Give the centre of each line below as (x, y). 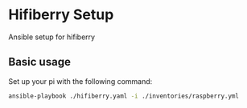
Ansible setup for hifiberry (51, 37)
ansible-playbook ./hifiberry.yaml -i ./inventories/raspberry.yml (124, 96)
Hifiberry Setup (61, 15)
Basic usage (39, 62)
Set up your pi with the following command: (80, 81)
